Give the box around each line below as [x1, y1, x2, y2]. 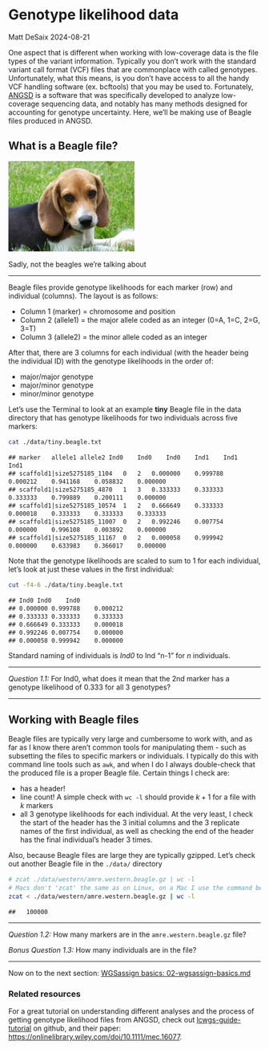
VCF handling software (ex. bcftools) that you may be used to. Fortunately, [8, 82, 254, 91]
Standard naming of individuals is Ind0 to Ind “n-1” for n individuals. [8, 650, 231, 660]
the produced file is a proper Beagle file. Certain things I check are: [8, 768, 230, 778]
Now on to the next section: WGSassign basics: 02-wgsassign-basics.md [8, 969, 251, 978]
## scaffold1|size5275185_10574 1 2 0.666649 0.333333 [8, 502, 224, 510]
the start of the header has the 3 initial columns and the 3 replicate [19, 818, 240, 827]
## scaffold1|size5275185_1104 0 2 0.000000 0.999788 [8, 470, 224, 478]
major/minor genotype [19, 380, 94, 390]
